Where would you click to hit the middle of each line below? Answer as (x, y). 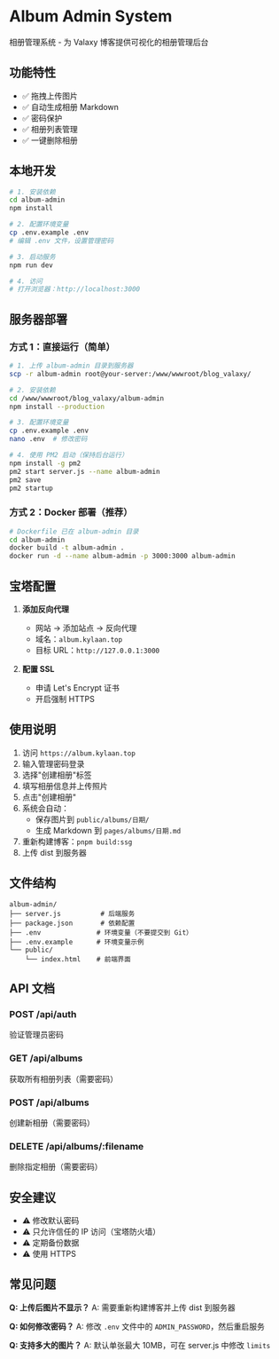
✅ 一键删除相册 (50, 140)
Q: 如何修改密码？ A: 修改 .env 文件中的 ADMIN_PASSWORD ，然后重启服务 (137, 1326)
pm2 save (25, 480)
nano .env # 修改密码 (48, 439)
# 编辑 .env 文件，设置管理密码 (62, 241)
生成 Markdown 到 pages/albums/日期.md (108, 830)
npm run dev (31, 265)
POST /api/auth (43, 1014)
